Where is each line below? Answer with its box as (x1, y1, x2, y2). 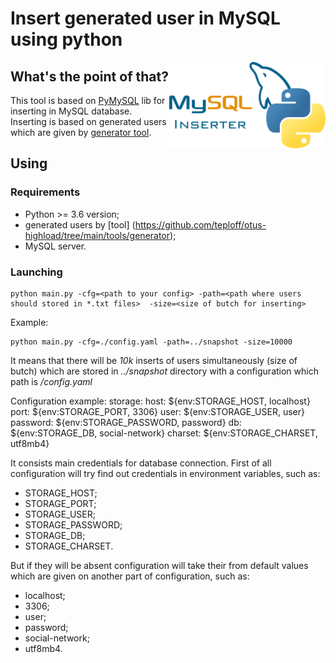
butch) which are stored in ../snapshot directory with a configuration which (10, 365, 319, 377)
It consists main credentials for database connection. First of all (10, 457, 272, 469)
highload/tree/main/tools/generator (24, 229, 171, 241)
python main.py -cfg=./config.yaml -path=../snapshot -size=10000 (10, 337, 293, 347)
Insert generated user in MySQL (10, 7, 281, 30)
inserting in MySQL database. (10, 105, 133, 117)
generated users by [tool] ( (24, 218, 136, 231)
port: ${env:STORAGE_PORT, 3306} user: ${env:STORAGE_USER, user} (10, 405, 305, 417)
